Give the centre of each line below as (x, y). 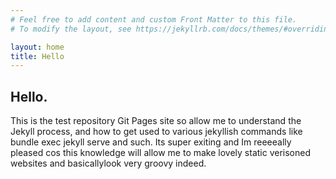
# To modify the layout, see (71, 29)
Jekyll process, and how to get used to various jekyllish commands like (156, 132)
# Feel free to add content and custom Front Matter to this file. (154, 19)
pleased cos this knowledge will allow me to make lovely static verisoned (161, 153)
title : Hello (37, 56)
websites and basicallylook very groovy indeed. (108, 163)
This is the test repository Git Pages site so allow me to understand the (156, 121)
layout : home (37, 47)
